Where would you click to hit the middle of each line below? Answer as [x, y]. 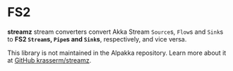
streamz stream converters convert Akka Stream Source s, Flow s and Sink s [115, 32]
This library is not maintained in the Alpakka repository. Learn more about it [117, 53]
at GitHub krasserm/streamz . [49, 60]
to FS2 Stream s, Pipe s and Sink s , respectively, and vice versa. [97, 39]
